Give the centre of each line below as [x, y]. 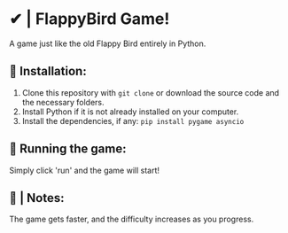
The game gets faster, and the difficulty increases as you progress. [132, 219]
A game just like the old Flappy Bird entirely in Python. [108, 43]
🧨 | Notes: [37, 198]
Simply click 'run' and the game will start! [84, 170]
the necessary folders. [63, 102]
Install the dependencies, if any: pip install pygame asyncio [133, 120]
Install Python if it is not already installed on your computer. [130, 112]
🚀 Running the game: [68, 149]
